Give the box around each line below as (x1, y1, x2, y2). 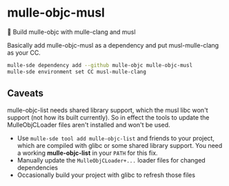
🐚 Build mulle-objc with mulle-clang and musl (7, 28, 136, 36)
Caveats (7, 88, 43, 100)
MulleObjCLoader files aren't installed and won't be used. (7, 120, 170, 129)
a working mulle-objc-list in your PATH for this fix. (17, 149, 158, 157)
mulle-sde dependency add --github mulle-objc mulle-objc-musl (7, 62, 193, 68)
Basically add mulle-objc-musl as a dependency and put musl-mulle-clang (7, 41, 219, 49)
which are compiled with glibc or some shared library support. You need (17, 141, 223, 149)
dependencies (17, 163, 59, 171)
